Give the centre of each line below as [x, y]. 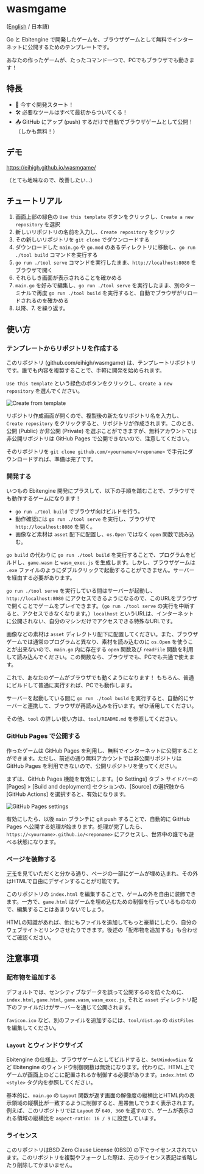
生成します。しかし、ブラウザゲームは [148, 562]
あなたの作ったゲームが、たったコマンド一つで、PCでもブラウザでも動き [98, 60]
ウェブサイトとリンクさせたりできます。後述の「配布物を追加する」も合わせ [102, 929]
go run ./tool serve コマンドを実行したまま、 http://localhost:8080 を [106, 263]
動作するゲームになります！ [46, 498]
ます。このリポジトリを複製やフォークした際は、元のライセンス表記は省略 [100, 1158]
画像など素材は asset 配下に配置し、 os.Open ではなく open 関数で [97, 534]
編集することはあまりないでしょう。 [62, 909]
